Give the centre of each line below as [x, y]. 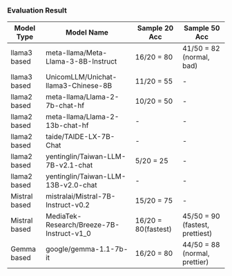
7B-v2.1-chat [69, 165]
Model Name [87, 33]
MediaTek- [64, 217]
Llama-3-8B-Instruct [81, 62]
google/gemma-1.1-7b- [87, 249]
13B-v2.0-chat [72, 185]
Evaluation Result [37, 10]
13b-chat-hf [67, 125]
